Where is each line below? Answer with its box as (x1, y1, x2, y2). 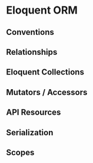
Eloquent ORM (6, 4, 78, 17)
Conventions (6, 27, 55, 37)
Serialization (6, 128, 54, 138)
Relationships (6, 47, 58, 57)
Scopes (6, 147, 35, 157)
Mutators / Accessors (6, 87, 88, 97)
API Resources (6, 107, 61, 118)
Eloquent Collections (6, 67, 84, 77)
